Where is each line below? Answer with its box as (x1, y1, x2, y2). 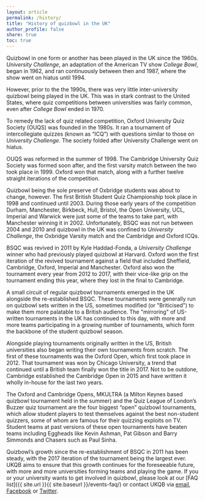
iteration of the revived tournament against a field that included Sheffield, (6, 257, 191, 264)
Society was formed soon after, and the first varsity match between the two (6, 162, 197, 169)
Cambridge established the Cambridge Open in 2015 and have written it (6, 372, 187, 379)
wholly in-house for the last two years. (6, 379, 103, 386)
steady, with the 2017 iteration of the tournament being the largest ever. (6, 455, 187, 462)
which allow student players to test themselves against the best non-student (6, 410, 199, 417)
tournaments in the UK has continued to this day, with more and (25, 315, 186, 322)
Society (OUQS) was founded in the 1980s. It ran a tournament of (6, 124, 171, 131)
